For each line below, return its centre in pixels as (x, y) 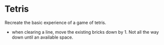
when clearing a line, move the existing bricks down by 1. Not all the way (85, 32)
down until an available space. (42, 37)
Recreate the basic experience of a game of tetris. (55, 22)
